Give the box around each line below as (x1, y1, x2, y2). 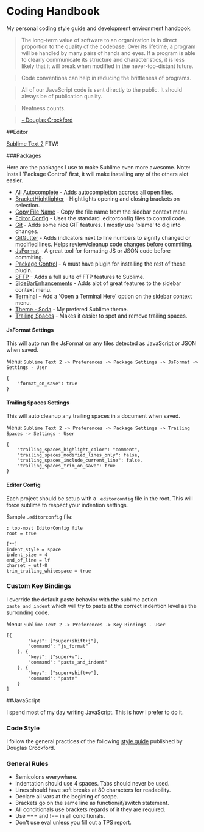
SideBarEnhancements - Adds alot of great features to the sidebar (15, 280, 181, 287)
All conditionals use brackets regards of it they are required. (15, 806, 166, 813)
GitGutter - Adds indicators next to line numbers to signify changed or (15, 234, 191, 241)
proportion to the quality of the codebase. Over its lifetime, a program (21, 43, 196, 50)
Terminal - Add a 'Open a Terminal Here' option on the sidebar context (15, 292, 192, 300)
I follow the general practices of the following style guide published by (6, 738, 183, 745)
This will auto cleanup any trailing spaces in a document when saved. (6, 412, 181, 420)
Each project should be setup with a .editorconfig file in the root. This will (6, 494, 193, 502)
